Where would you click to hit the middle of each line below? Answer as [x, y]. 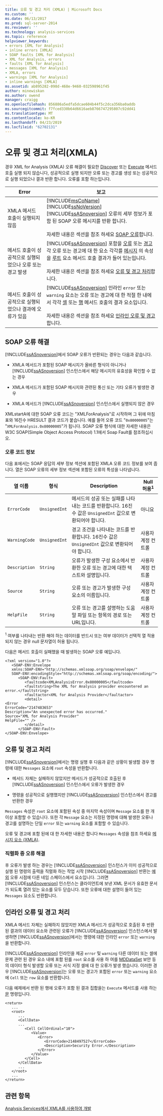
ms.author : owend [23, 95]
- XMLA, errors [20, 73]
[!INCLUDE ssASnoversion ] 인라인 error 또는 [96, 288]
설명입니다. [98, 575]
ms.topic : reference [26, 37]
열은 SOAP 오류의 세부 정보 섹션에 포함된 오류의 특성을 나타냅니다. [78, 470]
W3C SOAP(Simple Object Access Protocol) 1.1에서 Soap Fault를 [69, 432]
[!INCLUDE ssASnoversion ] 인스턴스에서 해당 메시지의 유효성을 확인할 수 [81, 371]
